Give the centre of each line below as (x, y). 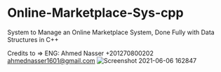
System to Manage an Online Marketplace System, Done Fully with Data (111, 32)
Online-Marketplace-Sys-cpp (95, 13)
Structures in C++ (33, 39)
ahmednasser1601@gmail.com (52, 60)
